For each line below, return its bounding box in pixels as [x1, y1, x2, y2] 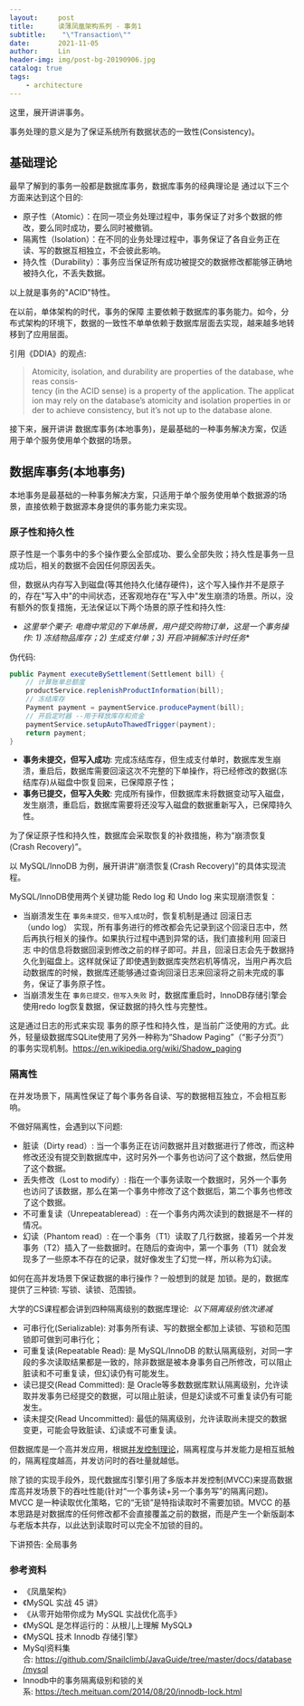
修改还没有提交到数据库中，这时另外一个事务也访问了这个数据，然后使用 [22, 1152, 292, 1162]
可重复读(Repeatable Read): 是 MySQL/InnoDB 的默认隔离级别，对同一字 [22, 1345, 293, 1355]
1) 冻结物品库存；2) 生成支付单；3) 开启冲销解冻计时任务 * [34, 631, 251, 643]
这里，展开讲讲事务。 [9, 106, 89, 118]
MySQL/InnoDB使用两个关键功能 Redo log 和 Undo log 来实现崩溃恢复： [9, 892, 278, 902]
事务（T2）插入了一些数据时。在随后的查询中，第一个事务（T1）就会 [22, 1242, 280, 1253]
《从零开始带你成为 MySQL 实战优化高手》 [22, 1609, 182, 1620]
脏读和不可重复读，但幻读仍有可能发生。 [22, 1367, 174, 1378]
